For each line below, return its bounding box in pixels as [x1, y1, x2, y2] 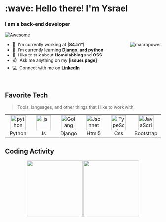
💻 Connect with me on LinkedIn [12, 65, 80, 71]
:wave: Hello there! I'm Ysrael [5, 3, 128, 14]
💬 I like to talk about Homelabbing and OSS [12, 52, 102, 58]
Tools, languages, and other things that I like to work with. [17, 104, 135, 110]
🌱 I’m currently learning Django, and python [12, 47, 104, 53]
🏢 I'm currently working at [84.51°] [12, 42, 84, 48]
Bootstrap [134, 130, 158, 137]
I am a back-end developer [5, 21, 71, 28]
